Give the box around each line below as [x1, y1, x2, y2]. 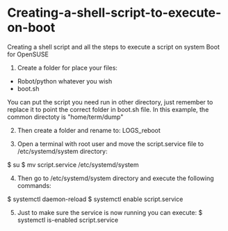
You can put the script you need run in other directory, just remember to [7, 97, 213, 106]
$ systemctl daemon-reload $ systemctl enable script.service [7, 195, 184, 203]
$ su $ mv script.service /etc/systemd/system [7, 160, 139, 168]
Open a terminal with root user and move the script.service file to [17, 139, 204, 148]
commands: [17, 181, 51, 189]
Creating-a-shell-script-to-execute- [7, 5, 222, 21]
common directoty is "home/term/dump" [7, 113, 124, 121]
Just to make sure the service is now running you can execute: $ [17, 208, 203, 216]
